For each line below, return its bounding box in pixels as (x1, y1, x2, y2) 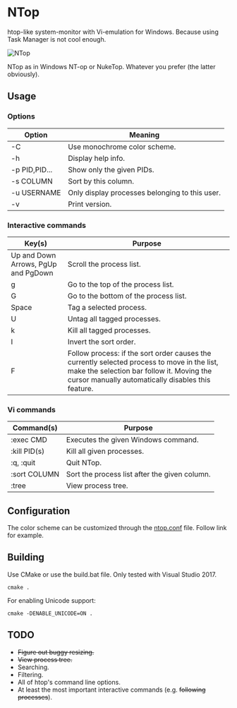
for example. (7, 531, 44, 540)
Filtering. (17, 670, 44, 678)
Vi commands (7, 404, 56, 414)
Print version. (68, 199, 112, 209)
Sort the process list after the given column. (66, 469, 211, 479)
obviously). (7, 70, 40, 78)
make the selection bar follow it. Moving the (67, 366, 212, 376)
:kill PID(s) (11, 446, 45, 456)
